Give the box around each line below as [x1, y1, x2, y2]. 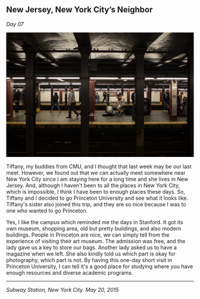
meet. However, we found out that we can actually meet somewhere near [6, 169, 186, 177]
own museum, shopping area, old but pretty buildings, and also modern [6, 225, 182, 232]
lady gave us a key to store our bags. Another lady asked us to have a [6, 244, 177, 251]
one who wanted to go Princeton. [6, 207, 88, 215]
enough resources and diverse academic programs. [6, 269, 133, 276]
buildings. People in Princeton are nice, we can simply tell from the [6, 231, 170, 238]
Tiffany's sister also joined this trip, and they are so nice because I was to [6, 201, 186, 208]
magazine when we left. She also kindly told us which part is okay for [6, 250, 176, 257]
